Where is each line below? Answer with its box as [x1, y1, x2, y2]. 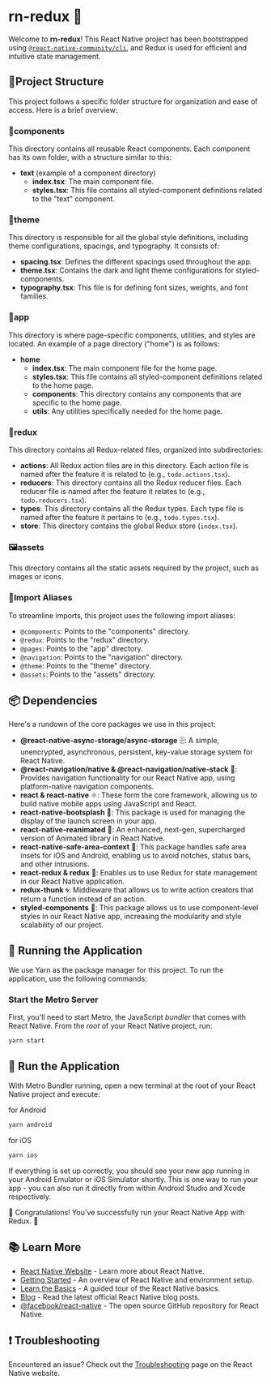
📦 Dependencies [8, 694, 98, 707]
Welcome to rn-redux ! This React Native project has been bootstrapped [8, 34, 248, 44]
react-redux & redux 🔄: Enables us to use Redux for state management [19, 868, 257, 878]
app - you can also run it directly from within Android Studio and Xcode [8, 1183, 246, 1193]
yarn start [8, 1037, 45, 1045]
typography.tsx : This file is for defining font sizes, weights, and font [19, 283, 248, 293]
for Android [8, 1105, 47, 1115]
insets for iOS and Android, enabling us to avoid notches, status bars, [19, 851, 252, 861]
